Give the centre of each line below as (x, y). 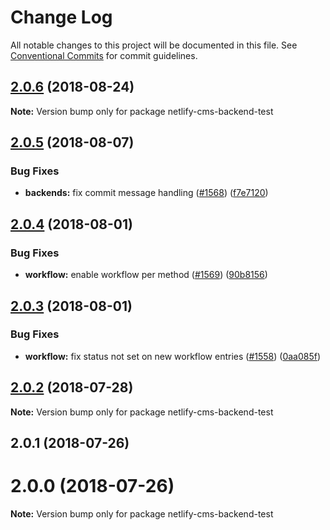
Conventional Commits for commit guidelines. (104, 55)
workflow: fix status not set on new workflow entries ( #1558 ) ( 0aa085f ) (173, 356)
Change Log (61, 17)
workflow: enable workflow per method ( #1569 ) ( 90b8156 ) (146, 275)
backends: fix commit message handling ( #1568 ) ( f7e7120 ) (146, 193)
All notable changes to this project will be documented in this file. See (154, 45)
